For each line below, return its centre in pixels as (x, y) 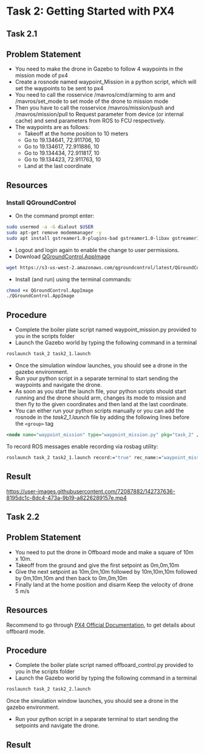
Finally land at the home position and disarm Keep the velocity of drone (104, 584)
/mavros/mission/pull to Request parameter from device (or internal (99, 115)
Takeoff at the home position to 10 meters (76, 134)
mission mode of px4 (42, 76)
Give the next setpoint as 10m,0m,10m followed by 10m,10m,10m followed (106, 571)
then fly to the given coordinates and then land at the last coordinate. (101, 404)
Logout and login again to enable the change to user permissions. (97, 250)
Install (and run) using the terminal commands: (73, 279)
